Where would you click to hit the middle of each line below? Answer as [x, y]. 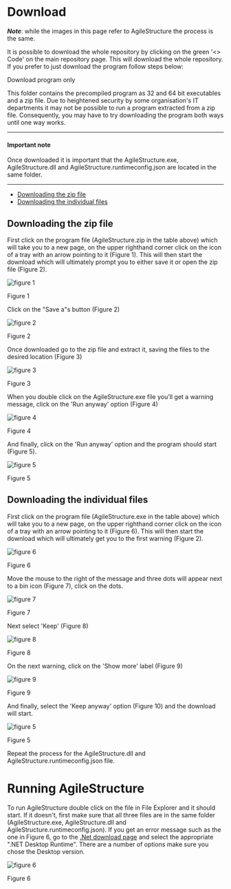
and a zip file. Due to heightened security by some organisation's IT [103, 100]
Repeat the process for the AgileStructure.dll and [76, 753]
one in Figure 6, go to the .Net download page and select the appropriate [110, 837]
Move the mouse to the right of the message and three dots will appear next [115, 578]
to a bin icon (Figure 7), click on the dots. [65, 586]
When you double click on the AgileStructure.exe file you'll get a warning [110, 396]
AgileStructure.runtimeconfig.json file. [61, 760]
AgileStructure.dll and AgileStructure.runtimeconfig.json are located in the [112, 167]
